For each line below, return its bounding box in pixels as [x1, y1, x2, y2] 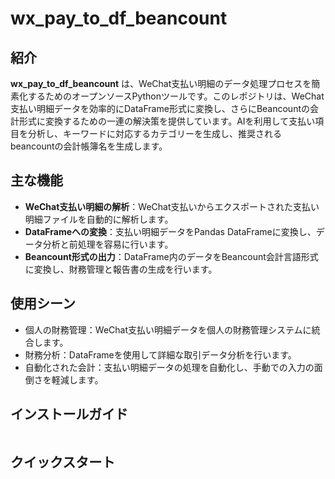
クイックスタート [10, 453, 116, 471]
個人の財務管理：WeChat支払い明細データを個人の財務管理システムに [24, 323, 312, 336]
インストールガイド [10, 406, 128, 423]
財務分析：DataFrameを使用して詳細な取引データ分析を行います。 [24, 348, 297, 361]
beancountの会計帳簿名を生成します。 [10, 140, 168, 152]
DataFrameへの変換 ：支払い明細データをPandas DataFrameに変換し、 [24, 225, 317, 237]
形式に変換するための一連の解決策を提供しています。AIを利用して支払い [18, 115, 316, 127]
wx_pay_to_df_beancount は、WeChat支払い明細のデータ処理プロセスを [10, 78, 312, 89]
